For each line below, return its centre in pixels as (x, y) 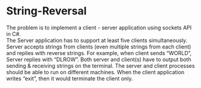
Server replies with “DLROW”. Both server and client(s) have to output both (99, 59)
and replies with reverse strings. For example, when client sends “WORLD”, (99, 53)
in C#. (13, 34)
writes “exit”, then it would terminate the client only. (70, 78)
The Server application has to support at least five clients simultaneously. (97, 40)
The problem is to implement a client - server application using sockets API (99, 28)
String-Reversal (46, 11)
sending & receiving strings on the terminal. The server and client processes (100, 66)
